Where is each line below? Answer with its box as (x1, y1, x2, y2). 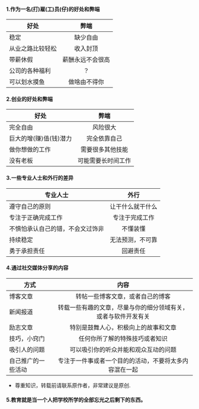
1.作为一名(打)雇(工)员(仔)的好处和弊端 (6, 5, 100, 12)
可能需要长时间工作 (78, 157, 131, 165)
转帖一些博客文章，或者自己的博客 (75, 292, 171, 300)
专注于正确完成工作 (9, 213, 63, 221)
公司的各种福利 (9, 67, 52, 75)
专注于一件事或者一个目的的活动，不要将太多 (57, 356, 182, 365)
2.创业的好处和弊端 (6, 95, 53, 102)
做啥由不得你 (68, 78, 105, 86)
